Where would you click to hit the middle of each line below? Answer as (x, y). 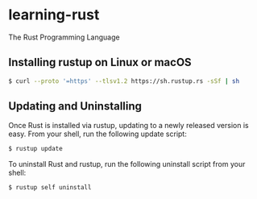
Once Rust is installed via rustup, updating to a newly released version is (128, 126)
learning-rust (54, 15)
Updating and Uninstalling (75, 106)
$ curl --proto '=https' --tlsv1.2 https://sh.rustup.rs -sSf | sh (124, 81)
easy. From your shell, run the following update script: (97, 134)
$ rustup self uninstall (50, 188)
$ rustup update (35, 149)
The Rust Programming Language (64, 37)
